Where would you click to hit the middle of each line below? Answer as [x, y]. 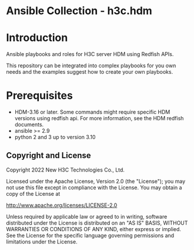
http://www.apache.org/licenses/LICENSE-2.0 [62, 205]
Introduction [37, 38]
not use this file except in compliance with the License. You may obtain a [94, 187]
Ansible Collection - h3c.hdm [79, 11]
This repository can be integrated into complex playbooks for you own [91, 65]
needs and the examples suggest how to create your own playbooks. [90, 72]
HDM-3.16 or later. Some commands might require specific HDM [92, 112]
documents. [29, 124]
